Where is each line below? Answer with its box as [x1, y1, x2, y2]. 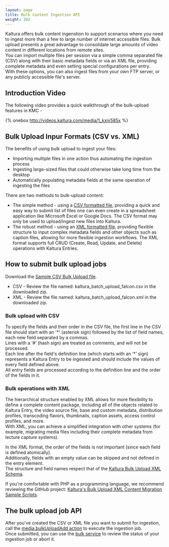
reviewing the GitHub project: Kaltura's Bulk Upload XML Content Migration [5, 486, 162, 493]
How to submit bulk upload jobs [5, 260, 107, 269]
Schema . [5, 471, 24, 477]
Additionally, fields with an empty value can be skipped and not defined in [5, 455, 159, 461]
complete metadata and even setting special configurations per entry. [5, 63, 151, 69]
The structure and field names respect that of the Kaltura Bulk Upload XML [5, 466, 161, 472]
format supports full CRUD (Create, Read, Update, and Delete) [12, 240, 143, 246]
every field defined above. [5, 362, 60, 368]
